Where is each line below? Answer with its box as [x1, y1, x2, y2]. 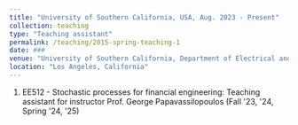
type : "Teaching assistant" [9, 29, 114, 38]
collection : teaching [9, 21, 90, 30]
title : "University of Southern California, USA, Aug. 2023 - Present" [9, 12, 279, 22]
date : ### [9, 46, 46, 55]
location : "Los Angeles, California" [9, 63, 149, 72]
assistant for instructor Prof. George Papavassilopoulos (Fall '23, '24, [21, 96, 274, 106]
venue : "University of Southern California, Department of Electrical [9, 54, 276, 63]
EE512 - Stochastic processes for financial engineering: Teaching [21, 86, 261, 98]
